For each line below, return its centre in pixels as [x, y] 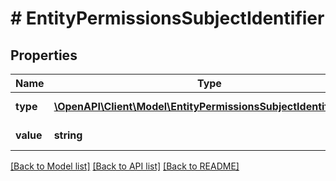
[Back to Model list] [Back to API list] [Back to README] [125, 166]
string [68, 135]
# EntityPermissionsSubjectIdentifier [167, 18]
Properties [44, 55]
